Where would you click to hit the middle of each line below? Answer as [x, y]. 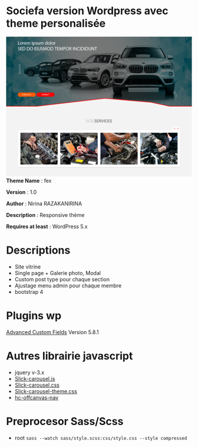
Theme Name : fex [29, 180]
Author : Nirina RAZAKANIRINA [44, 203]
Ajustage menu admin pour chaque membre [68, 286]
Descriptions [38, 250]
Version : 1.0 [22, 192]
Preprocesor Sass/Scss [65, 421]
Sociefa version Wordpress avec [88, 11]
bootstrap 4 [29, 291]
